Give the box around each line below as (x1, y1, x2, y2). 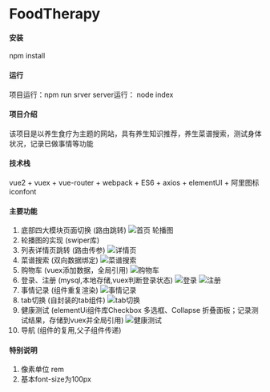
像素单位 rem (20, 365, 65, 374)
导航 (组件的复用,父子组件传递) (20, 326, 122, 335)
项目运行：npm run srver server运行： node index (9, 90, 174, 99)
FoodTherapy (9, 5, 101, 23)
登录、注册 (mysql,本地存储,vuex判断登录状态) (20, 275, 173, 285)
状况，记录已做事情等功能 (9, 138, 94, 148)
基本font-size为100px (20, 374, 91, 384)
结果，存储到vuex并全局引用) (27, 315, 124, 325)
